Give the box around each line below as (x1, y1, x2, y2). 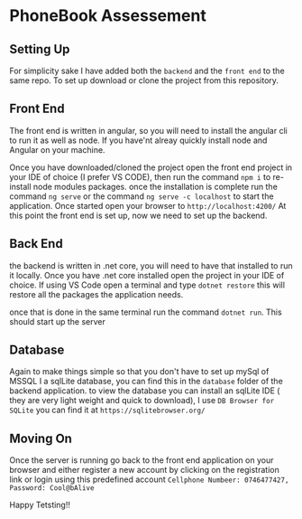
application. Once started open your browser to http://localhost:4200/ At (9, 200, 287, 211)
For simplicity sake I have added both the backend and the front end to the (9, 65, 286, 76)
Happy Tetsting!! (9, 499, 70, 511)
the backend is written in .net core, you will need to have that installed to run (9, 259, 293, 271)
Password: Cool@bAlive (9, 484, 95, 493)
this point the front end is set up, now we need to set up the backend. (9, 210, 268, 221)
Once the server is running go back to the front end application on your (9, 455, 274, 466)
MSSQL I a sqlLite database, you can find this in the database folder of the (9, 376, 284, 387)
